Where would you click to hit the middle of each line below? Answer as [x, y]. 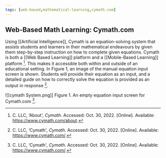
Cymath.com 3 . [21, 101]
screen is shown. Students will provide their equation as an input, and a [78, 74]
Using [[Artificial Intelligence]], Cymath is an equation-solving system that [80, 42]
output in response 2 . [27, 85]
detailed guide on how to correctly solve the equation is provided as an [77, 79]
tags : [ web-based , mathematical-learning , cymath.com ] [61, 10]
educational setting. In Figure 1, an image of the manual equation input [77, 69]
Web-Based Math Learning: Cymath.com [70, 30]
